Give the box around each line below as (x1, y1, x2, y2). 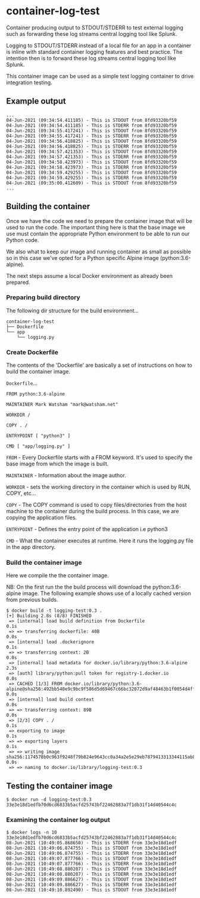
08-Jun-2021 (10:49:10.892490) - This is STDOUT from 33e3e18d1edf (6, 887, 177, 893)
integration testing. (6, 79, 52, 86)
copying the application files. (6, 514, 77, 521)
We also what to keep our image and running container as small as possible (6, 248, 192, 255)
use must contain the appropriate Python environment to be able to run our (6, 230, 190, 237)
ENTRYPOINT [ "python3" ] (6, 433, 70, 439)
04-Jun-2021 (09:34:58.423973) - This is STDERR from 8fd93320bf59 (6, 164, 177, 170)
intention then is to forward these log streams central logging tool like (6, 54, 177, 62)
